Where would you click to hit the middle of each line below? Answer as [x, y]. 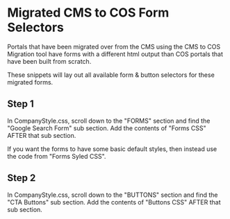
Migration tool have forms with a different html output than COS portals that [115, 54]
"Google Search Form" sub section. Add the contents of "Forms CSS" [107, 128]
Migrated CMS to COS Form [88, 13]
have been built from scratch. [49, 61]
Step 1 [21, 104]
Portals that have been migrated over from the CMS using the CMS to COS [114, 46]
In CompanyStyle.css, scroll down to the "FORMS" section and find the [109, 121]
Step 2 [22, 178]
